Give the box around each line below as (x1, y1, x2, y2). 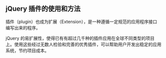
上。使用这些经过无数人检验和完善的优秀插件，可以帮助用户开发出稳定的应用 (5, 41, 162, 47)
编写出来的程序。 (5, 25, 41, 30)
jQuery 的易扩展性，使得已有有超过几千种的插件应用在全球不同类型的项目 (5, 35, 155, 41)
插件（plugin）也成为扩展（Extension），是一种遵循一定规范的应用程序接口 (5, 19, 158, 25)
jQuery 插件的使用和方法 (5, 4, 81, 13)
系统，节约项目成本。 (5, 47, 49, 53)
